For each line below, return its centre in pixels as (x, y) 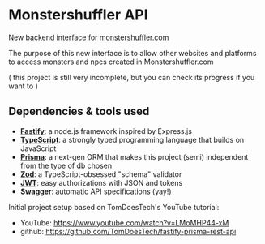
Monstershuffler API (78, 15)
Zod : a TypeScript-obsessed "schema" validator (101, 174)
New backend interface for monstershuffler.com (89, 37)
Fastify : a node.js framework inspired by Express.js (106, 131)
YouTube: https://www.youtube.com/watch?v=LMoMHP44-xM (124, 223)
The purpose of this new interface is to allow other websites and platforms (132, 53)
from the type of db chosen (66, 165)
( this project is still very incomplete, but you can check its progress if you (132, 77)
